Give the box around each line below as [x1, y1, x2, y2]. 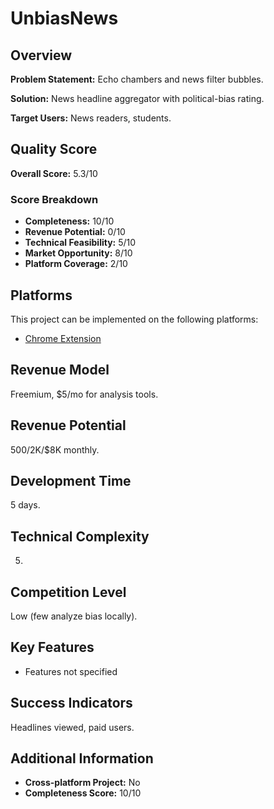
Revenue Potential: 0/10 [24, 226, 126, 238]
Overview [10, 47, 73, 64]
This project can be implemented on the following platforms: [10, 313, 259, 325]
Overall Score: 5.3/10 [10, 167, 98, 179]
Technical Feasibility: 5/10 [24, 237, 137, 249]
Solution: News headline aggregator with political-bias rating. [10, 93, 265, 104]
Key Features [10, 639, 95, 656]
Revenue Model [10, 362, 110, 379]
